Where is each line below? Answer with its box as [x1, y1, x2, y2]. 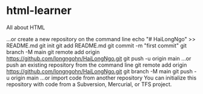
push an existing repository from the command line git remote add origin [6, 61, 187, 69]
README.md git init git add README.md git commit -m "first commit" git [6, 42, 187, 49]
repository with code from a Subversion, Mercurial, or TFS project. [6, 80, 172, 88]
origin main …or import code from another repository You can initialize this [11, 74, 197, 81]
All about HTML [6, 24, 45, 31]
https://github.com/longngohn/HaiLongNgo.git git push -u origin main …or [6, 55, 191, 62]
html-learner [6, 4, 72, 18]
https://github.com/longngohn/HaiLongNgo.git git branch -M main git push [6, 67, 193, 75]
